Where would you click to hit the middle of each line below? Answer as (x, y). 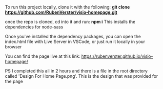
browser (13, 47)
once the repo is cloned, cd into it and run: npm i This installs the (70, 22)
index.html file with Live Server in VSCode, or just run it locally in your (75, 42)
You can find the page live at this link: (43, 56)
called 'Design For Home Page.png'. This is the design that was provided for (81, 76)
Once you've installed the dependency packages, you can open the (73, 36)
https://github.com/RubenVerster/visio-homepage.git (61, 12)
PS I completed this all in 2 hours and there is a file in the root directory (76, 71)
